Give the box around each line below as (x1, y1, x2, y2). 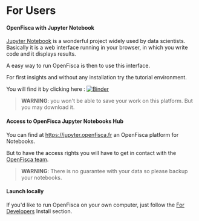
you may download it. (21, 104, 75, 111)
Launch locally (6, 188, 44, 195)
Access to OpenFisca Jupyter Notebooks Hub (6, 117, 124, 125)
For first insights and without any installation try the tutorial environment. (6, 74, 188, 81)
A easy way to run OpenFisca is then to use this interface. (6, 62, 150, 70)
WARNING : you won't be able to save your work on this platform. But (21, 97, 193, 105)
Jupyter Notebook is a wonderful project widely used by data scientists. (6, 38, 186, 45)
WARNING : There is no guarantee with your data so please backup (21, 167, 188, 174)
